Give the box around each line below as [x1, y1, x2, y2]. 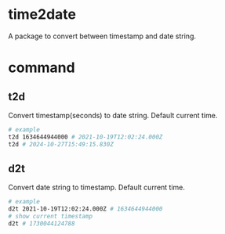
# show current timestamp [8, 213, 93, 221]
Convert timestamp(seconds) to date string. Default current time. [8, 110, 218, 120]
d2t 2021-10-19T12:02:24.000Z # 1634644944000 [8, 205, 163, 213]
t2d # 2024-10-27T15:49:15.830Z [8, 140, 114, 148]
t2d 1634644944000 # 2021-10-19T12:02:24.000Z [8, 133, 163, 141]
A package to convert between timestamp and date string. [8, 31, 196, 41]
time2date [8, 5, 77, 23]
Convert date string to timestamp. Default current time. [8, 182, 186, 193]
